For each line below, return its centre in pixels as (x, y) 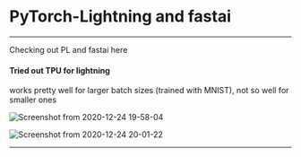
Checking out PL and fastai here (69, 49)
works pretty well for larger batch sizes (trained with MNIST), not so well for (149, 91)
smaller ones (33, 100)
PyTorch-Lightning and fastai (120, 17)
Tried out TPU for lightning (60, 70)
